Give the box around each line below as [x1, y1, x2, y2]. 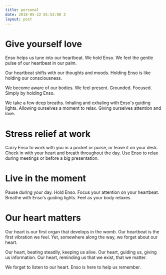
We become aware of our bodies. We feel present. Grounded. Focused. [5, 85, 152, 91]
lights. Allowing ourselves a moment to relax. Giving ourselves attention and [5, 105, 161, 111]
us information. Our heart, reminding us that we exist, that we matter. [5, 254, 147, 260]
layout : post [5, 17, 32, 22]
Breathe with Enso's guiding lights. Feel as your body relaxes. [5, 195, 132, 201]
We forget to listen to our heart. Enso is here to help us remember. [5, 264, 141, 270]
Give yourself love [5, 38, 82, 50]
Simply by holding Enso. [5, 90, 55, 96]
